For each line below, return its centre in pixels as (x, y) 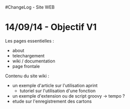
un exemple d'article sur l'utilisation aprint (55, 85)
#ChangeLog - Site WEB (30, 7)
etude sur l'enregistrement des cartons (52, 101)
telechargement (28, 55)
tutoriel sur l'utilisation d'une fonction (58, 91)
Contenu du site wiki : (27, 76)
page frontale (26, 66)
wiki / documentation (34, 61)
